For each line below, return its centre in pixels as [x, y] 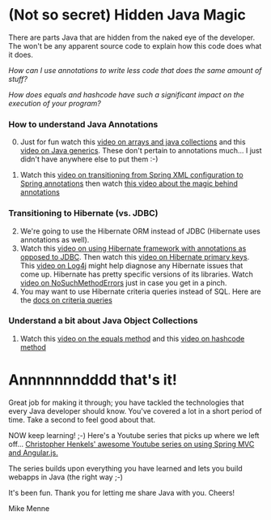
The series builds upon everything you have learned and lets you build [125, 468]
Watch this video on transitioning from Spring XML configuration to [132, 175]
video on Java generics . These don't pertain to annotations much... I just [141, 151]
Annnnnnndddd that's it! [93, 380]
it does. [21, 54]
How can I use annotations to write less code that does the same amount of [135, 70]
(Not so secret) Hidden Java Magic [127, 15]
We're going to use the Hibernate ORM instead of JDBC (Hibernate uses [140, 231]
